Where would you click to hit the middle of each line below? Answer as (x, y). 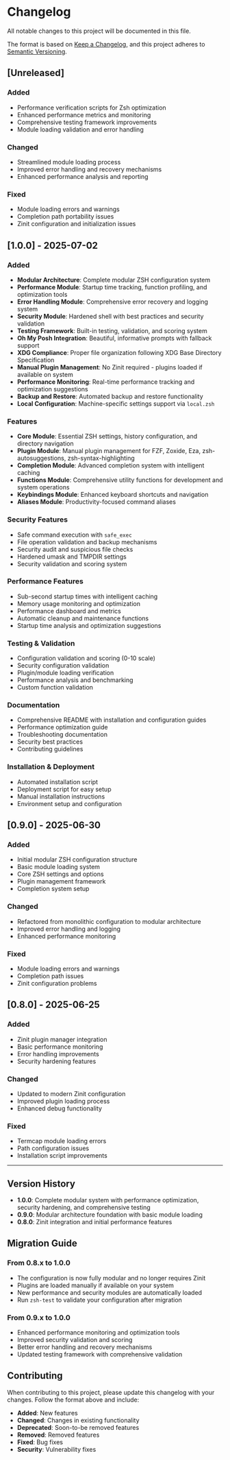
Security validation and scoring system (72, 563)
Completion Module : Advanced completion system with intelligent (111, 465)
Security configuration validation (63, 666)
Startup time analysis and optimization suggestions (89, 625)
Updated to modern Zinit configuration (71, 1093)
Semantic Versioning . (37, 51)
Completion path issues (50, 976)
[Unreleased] (36, 73)
